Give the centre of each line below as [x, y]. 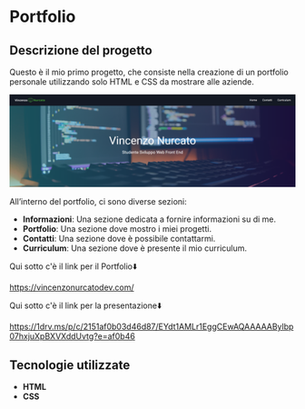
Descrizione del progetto [81, 50]
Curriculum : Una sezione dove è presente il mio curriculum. [135, 248]
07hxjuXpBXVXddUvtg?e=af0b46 [73, 336]
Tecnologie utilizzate [70, 365]
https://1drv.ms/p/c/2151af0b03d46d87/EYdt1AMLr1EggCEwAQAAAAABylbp [152, 327]
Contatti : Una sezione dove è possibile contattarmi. [119, 239]
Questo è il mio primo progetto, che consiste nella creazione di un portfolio [149, 72]
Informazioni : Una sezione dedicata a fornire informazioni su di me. [149, 219]
